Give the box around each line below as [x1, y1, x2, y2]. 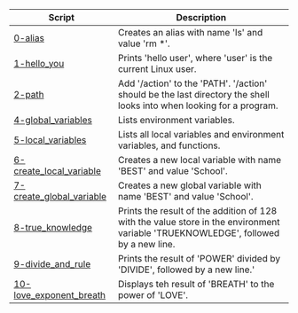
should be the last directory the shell [118, 89, 271, 100]
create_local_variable [13, 165, 102, 176]
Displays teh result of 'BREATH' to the [118, 278, 275, 290]
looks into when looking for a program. [118, 99, 278, 112]
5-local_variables [13, 134, 87, 145]
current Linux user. [118, 63, 197, 74]
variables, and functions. [118, 139, 221, 152]
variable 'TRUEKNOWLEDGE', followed [118, 227, 280, 239]
